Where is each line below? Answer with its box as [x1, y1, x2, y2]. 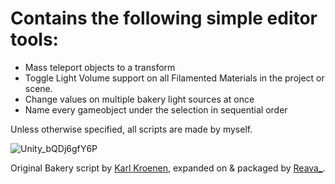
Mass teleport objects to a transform [24, 61, 176, 73]
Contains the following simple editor [10, 7, 318, 30]
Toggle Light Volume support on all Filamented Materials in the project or [24, 72, 325, 84]
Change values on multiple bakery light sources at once [24, 93, 255, 105]
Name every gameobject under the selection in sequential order [24, 103, 288, 116]
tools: [10, 28, 59, 51]
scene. [24, 82, 53, 94]
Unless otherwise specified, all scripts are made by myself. [10, 123, 253, 135]
